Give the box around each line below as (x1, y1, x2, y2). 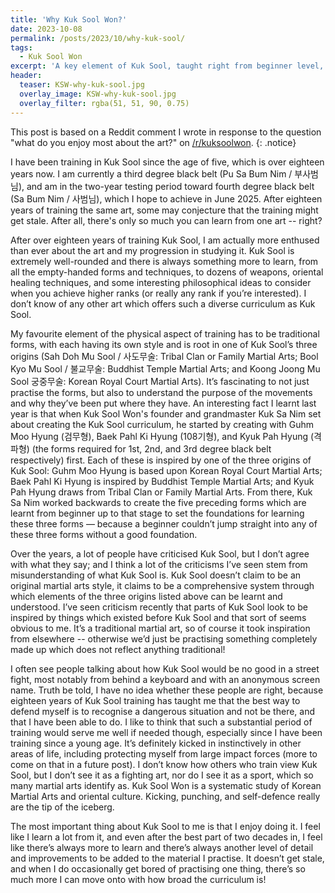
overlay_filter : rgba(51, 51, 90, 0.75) (19, 98, 190, 108)
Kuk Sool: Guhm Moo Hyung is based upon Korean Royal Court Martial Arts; (10, 464, 323, 476)
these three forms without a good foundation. (10, 528, 198, 540)
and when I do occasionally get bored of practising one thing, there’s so (10, 862, 306, 875)
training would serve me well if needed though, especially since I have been (10, 726, 323, 738)
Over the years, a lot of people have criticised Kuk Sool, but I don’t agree (10, 547, 310, 560)
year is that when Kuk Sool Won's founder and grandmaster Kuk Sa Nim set (10, 407, 322, 420)
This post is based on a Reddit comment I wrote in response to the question (10, 126, 322, 138)
